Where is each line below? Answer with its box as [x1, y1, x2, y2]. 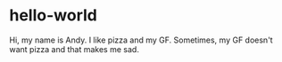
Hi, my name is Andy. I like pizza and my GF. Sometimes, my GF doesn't [9, 35, 274, 45]
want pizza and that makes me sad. [9, 43, 140, 54]
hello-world [9, 5, 98, 26]
